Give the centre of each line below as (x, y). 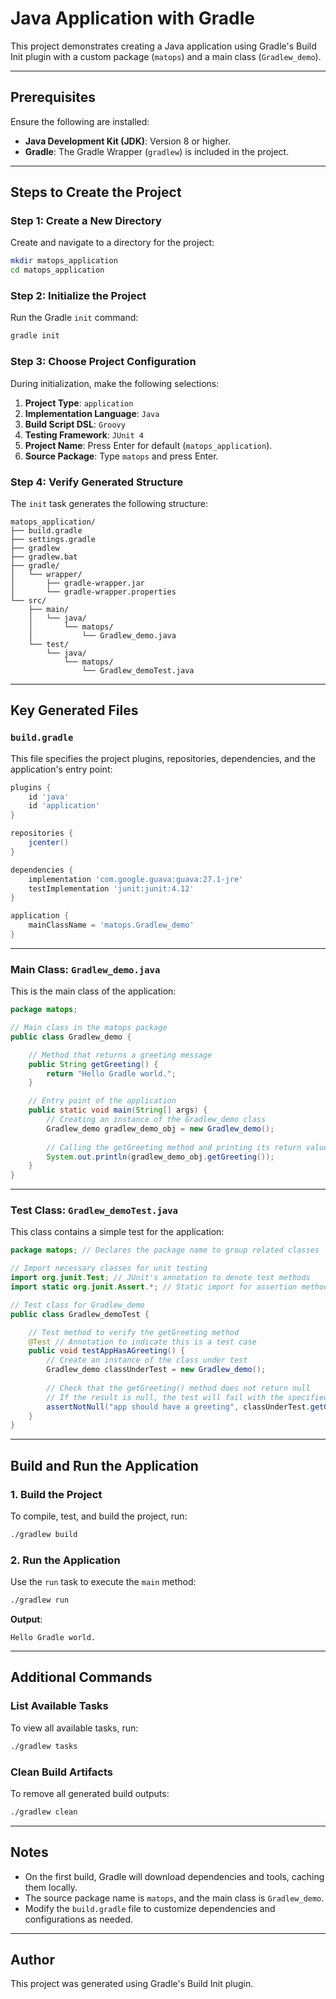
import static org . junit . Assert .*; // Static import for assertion (154, 1287)
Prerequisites (53, 97)
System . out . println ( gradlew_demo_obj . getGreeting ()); (160, 1157)
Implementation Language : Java (92, 413)
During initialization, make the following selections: (115, 383)
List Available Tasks (59, 1706)
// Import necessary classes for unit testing (109, 1268)
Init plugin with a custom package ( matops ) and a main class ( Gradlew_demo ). (166, 56)
